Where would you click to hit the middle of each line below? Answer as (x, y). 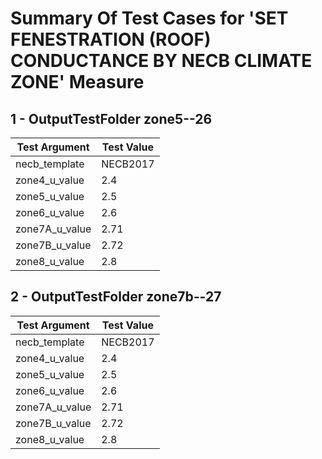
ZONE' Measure (77, 82)
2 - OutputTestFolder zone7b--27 (116, 297)
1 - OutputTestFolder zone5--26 (111, 118)
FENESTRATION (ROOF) (111, 39)
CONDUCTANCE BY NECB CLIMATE (161, 61)
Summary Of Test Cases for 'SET (149, 18)
